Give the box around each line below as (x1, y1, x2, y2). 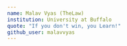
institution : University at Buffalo (7, 16, 112, 23)
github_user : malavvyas (7, 28, 76, 36)
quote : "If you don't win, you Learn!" (7, 22, 122, 29)
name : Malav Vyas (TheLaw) (7, 9, 84, 17)
